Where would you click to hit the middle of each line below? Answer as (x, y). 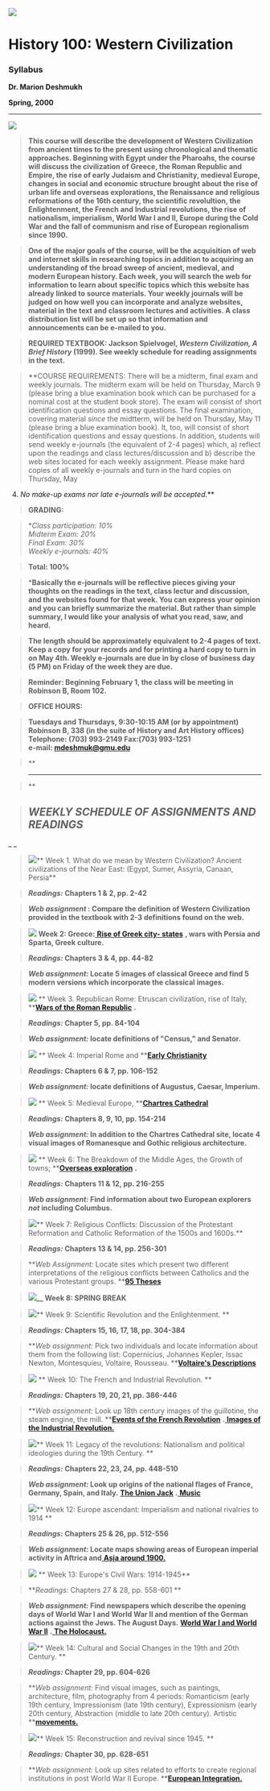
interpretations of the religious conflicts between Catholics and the (138, 1273)
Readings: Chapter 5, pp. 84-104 (84, 1023)
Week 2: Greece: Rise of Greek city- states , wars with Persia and (149, 934)
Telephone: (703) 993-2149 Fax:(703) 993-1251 (109, 739)
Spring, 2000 (31, 103)
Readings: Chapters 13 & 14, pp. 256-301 (97, 1249)
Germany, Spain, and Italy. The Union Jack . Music (114, 1493)
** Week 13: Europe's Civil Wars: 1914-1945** (115, 1574)
